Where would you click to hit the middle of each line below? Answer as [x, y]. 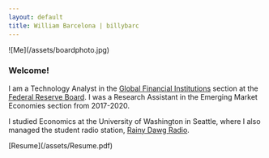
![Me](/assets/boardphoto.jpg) [59, 49]
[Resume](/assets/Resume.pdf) [61, 145]
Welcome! [29, 70]
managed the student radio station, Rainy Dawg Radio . [99, 130]
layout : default [36, 17]
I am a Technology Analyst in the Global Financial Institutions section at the [133, 88]
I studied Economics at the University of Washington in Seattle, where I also [134, 121]
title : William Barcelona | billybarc [74, 26]
